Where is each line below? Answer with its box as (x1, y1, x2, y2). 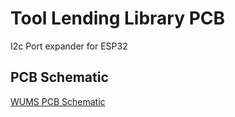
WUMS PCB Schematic (10, 95, 106, 107)
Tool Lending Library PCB (10, 7, 226, 30)
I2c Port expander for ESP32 (10, 40, 128, 52)
